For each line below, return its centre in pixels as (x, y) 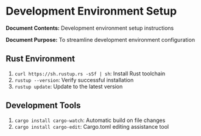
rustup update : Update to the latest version (69, 86)
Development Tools (43, 105)
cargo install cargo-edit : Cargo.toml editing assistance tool (91, 126)
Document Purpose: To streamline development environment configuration (100, 39)
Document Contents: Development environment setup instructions (90, 28)
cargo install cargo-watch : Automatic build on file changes (90, 120)
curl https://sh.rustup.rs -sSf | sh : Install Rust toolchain (90, 73)
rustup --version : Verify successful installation (74, 80)
